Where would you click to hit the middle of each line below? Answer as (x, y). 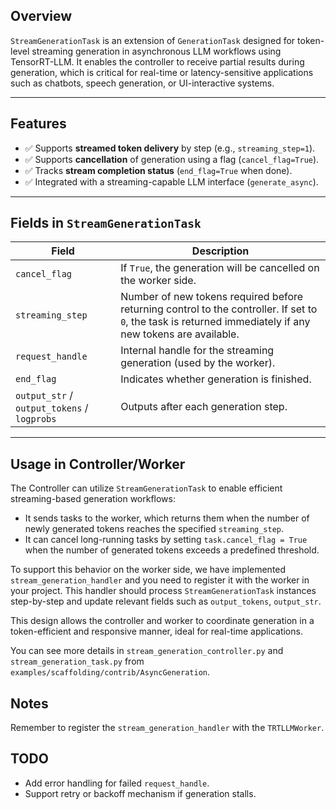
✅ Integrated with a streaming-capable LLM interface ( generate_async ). (171, 181)
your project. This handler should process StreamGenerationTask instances (163, 591)
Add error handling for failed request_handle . (117, 783)
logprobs (36, 419)
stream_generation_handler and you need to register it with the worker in (160, 580)
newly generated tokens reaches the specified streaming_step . (154, 529)
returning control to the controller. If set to (219, 309)
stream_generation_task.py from (77, 661)
